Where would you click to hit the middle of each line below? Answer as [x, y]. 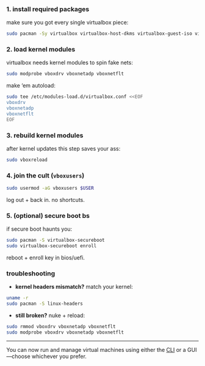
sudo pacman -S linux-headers [45, 304]
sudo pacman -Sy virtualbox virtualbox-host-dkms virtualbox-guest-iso [99, 34]
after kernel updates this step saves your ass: [63, 149]
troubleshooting [31, 274]
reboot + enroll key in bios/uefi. [46, 258]
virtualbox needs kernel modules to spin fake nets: [70, 62]
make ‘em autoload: [31, 86]
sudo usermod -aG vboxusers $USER [50, 189]
